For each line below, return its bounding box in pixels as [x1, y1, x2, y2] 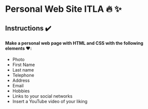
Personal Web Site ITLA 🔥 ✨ [5, 3, 122, 15]
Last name [12, 67, 34, 73]
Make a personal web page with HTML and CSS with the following [5, 40, 144, 46]
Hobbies [12, 88, 30, 94]
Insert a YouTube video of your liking [12, 98, 88, 104]
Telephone [12, 72, 35, 78]
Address [12, 77, 30, 83]
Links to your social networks [12, 93, 73, 99]
